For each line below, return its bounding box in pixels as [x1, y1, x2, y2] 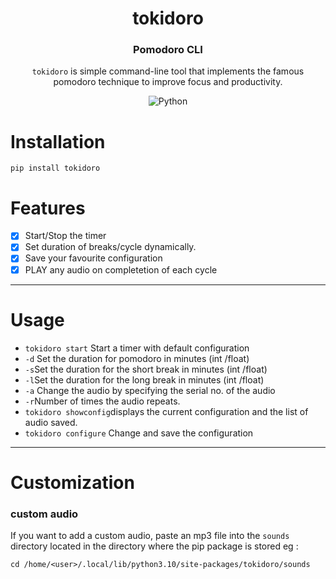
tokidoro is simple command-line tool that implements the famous [31, 65, 305, 77]
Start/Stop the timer [24, 230, 107, 242]
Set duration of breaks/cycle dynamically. [24, 241, 197, 253]
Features [10, 197, 86, 219]
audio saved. [24, 416, 78, 428]
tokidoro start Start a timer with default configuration [24, 342, 250, 354]
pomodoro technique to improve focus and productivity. [53, 76, 283, 88]
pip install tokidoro [10, 163, 101, 174]
